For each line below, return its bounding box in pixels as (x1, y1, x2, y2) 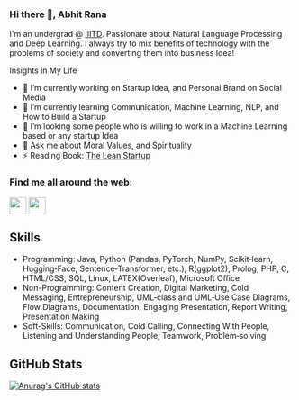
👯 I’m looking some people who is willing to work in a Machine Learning (22, 121, 288, 132)
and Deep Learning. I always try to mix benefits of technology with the (9, 38, 270, 49)
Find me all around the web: (9, 176, 133, 188)
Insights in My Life (9, 65, 77, 76)
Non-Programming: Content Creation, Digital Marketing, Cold (22, 283, 249, 294)
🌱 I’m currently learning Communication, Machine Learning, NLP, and (22, 102, 279, 113)
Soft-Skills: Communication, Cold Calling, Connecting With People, (22, 321, 270, 332)
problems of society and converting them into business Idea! (9, 48, 235, 59)
